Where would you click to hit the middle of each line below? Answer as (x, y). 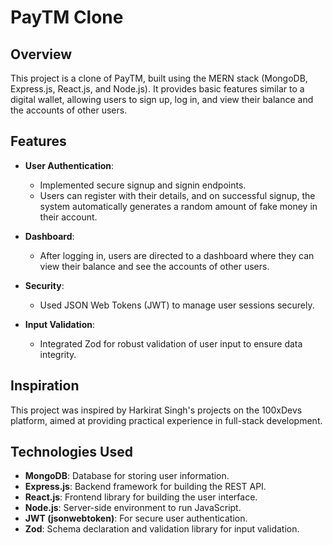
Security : (44, 285)
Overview (41, 54)
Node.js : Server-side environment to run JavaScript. (133, 508)
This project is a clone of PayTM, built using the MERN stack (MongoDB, (159, 78)
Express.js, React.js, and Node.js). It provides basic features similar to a (157, 89)
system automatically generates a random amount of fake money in (178, 206)
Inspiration (45, 386)
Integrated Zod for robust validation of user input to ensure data (171, 343)
